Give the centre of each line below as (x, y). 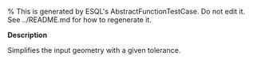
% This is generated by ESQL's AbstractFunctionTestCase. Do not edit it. (126, 11)
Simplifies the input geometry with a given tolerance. (94, 50)
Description (28, 35)
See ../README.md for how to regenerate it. (80, 20)
